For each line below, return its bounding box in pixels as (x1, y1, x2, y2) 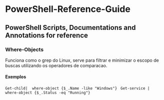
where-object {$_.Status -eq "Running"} (5, 91, 91, 96)
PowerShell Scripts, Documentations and (5, 23, 136, 32)
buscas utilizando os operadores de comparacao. (5, 62, 107, 68)
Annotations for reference (5, 31, 88, 39)
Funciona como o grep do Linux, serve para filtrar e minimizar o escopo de (5, 57, 159, 63)
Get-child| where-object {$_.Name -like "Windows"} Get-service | (5, 86, 150, 91)
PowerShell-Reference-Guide (5, 3, 131, 15)
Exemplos (5, 74, 26, 80)
